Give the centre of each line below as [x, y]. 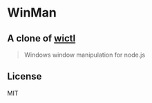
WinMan [32, 13]
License [25, 76]
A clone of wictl [41, 38]
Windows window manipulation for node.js [85, 55]
